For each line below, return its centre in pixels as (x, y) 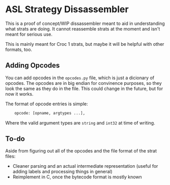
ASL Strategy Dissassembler (67, 9)
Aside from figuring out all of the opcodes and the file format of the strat (81, 151)
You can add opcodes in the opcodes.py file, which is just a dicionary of (80, 78)
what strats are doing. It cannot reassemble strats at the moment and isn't (83, 28)
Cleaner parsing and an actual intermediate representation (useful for (85, 166)
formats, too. (19, 49)
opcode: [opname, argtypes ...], (50, 113)
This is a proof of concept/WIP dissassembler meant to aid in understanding (85, 23)
